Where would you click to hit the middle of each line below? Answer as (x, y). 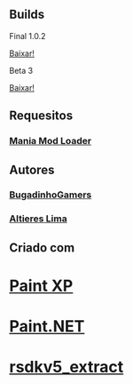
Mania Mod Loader (50, 141)
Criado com (42, 248)
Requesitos (41, 116)
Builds (27, 15)
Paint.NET (47, 327)
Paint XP (41, 286)
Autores (32, 169)
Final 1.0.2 (27, 36)
